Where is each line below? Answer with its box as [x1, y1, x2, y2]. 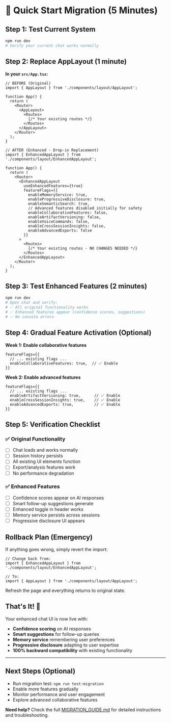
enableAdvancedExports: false [27, 228, 93, 233]
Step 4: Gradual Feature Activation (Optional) [5, 328, 152, 337]
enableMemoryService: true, [27, 192, 88, 197]
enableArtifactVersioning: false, [27, 214, 101, 220]
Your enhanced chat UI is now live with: [5, 615, 88, 622]
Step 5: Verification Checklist [5, 420, 101, 429]
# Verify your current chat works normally [5, 43, 99, 48]
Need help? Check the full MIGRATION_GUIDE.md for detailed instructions [5, 706, 161, 713]
